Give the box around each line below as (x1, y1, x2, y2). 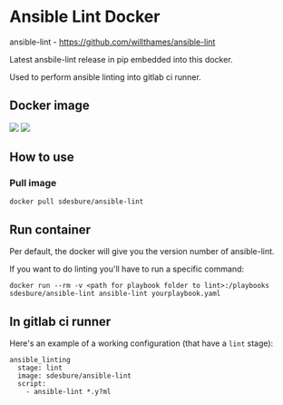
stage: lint (17, 363, 63, 373)
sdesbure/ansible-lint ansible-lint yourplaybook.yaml (9, 289, 221, 299)
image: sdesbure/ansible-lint (17, 371, 132, 380)
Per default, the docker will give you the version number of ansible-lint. (9, 246, 275, 257)
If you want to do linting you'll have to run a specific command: (9, 263, 245, 274)
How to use (9, 150, 74, 165)
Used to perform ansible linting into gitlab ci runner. (9, 71, 201, 83)
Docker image (9, 98, 90, 114)
